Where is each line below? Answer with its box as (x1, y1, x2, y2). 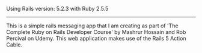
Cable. (6, 41, 23, 48)
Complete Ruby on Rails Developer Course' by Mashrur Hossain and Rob (6, 29, 186, 35)
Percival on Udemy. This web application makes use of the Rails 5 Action (6, 35, 186, 42)
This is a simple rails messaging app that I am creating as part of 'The (6, 22, 179, 29)
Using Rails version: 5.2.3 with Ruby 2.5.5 (6, 5, 109, 12)
